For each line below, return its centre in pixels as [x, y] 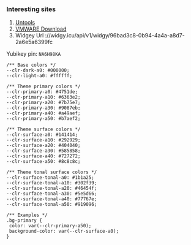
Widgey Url [29, 36]
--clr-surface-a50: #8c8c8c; [43, 162]
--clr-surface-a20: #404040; [43, 146]
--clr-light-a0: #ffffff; [39, 76]
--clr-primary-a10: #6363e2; [43, 97]
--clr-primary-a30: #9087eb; [43, 108]
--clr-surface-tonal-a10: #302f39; [52, 183]
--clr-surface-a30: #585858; [43, 151]
